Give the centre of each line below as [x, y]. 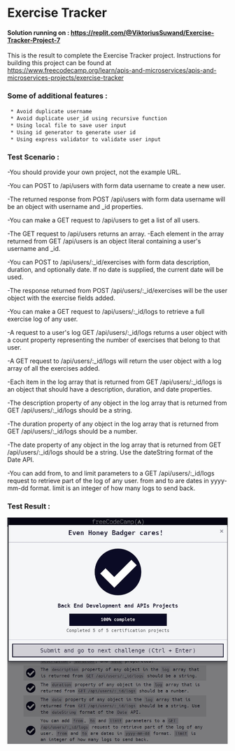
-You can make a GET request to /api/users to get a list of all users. [104, 220]
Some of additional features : [57, 96]
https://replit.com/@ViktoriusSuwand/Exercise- [142, 32]
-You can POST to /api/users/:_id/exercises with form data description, [109, 262]
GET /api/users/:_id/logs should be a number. [72, 431]
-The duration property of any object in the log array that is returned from [113, 424]
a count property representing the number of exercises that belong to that [114, 340]
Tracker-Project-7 [34, 40]
